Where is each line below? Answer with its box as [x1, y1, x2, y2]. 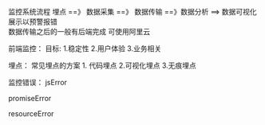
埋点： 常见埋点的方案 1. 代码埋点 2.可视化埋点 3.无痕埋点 [8, 61, 197, 70]
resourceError [8, 109, 54, 118]
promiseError [8, 94, 52, 103]
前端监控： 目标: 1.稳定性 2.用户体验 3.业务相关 [8, 44, 162, 53]
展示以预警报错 [8, 17, 57, 26]
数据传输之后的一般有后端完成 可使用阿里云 [8, 27, 150, 36]
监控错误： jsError [8, 78, 68, 87]
